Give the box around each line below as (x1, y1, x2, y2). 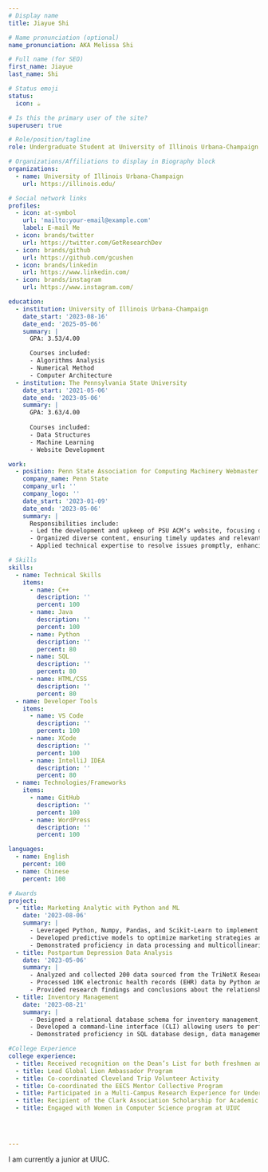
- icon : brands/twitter (15, 232, 94, 240)
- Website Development (29, 445, 105, 453)
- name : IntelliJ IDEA (29, 756, 105, 765)
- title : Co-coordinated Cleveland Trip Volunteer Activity (15, 1075, 219, 1083)
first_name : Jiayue (8, 63, 73, 71)
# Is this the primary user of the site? (8, 113, 148, 122)
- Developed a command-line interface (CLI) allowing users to (29, 1023, 245, 1031)
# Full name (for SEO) (8, 55, 84, 64)
